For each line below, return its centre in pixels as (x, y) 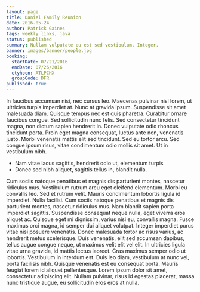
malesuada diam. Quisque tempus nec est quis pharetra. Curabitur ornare (96, 113)
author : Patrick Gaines (36, 28)
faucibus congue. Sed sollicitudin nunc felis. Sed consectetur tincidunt (93, 120)
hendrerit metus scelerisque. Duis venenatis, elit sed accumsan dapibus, (96, 238)
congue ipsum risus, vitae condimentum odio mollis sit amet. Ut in (87, 145)
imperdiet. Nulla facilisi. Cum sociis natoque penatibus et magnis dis (90, 200)
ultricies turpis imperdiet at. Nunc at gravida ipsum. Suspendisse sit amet (96, 107)
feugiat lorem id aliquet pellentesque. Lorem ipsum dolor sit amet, (87, 270)
